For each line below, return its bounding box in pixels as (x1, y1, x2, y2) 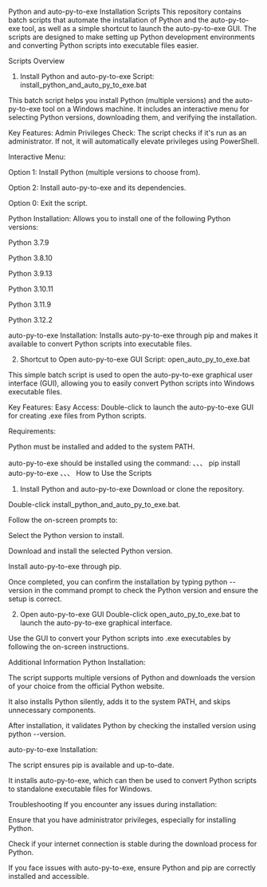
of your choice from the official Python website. (8, 682, 165, 691)
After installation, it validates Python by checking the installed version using (8, 721, 257, 730)
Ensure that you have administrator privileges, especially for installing (8, 815, 237, 825)
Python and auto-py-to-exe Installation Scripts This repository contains (8, 7, 241, 16)
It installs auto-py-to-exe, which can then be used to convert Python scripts (8, 776, 257, 785)
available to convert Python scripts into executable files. (8, 339, 193, 348)
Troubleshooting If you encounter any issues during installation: (8, 800, 218, 809)
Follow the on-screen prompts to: (8, 515, 118, 525)
